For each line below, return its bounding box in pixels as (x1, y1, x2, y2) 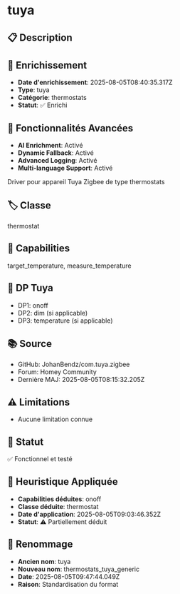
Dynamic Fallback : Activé (17, 148, 94, 157)
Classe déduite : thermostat (17, 502, 99, 510)
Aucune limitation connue (17, 415, 93, 423)
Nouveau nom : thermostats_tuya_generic (17, 565, 140, 573)
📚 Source (7, 338, 52, 350)
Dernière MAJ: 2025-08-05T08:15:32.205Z (17, 376, 145, 384)
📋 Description (7, 31, 73, 44)
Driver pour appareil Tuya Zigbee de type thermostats (7, 178, 165, 186)
